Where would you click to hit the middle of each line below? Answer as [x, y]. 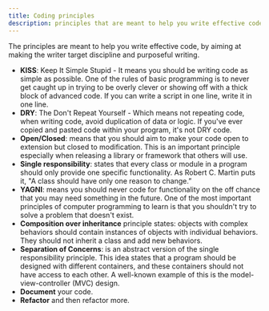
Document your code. [56, 291]
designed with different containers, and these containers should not [132, 266]
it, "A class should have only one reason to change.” [106, 180]
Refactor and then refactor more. [74, 300]
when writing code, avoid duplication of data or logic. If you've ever [131, 121]
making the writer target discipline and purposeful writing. [104, 55]
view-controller [45, 283]
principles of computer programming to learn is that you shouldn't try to [138, 206]
